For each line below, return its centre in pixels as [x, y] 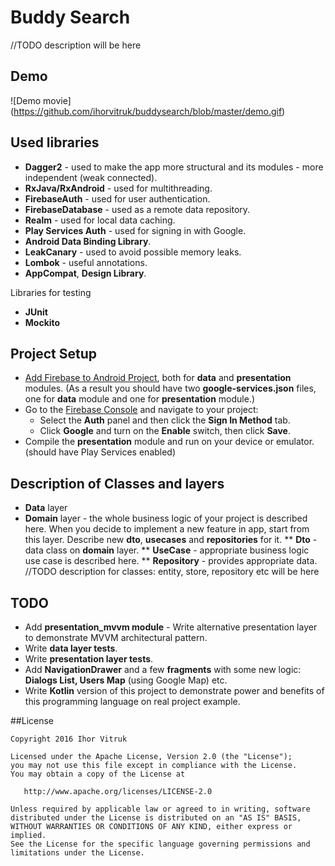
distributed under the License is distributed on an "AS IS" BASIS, [156, 818]
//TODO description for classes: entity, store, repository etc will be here [172, 572]
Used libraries [55, 142]
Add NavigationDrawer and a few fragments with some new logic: [163, 669]
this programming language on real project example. [132, 701]
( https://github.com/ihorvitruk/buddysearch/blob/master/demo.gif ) [148, 111]
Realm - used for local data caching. [100, 220]
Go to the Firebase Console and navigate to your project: [141, 410]
